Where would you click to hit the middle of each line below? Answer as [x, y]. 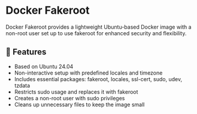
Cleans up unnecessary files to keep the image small [79, 104]
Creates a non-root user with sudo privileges [69, 98]
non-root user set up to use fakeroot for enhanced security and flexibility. [96, 33]
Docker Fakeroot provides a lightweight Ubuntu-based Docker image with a [99, 27]
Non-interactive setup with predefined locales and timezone [88, 73]
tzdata [22, 85]
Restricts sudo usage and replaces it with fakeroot [76, 92]
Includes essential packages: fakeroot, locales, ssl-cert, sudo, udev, [98, 79]
